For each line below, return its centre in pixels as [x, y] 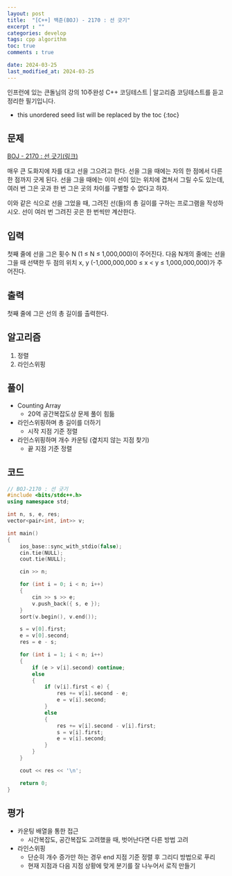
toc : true [21, 46]
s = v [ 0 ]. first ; [43, 629]
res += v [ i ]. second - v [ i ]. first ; [106, 726]
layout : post [26, 14]
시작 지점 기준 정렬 [53, 431]
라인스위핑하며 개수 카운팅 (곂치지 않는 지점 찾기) [83, 439]
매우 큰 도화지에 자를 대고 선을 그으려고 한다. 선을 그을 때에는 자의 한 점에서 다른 [115, 171]
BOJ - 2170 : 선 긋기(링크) [43, 156]
